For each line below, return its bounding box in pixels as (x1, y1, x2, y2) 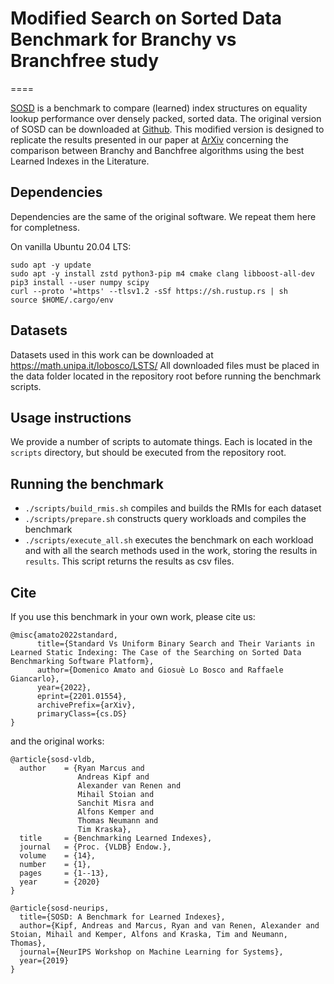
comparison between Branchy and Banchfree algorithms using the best (10, 144, 305, 156)
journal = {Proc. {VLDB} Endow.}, (19, 842, 172, 852)
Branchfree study (10, 50, 160, 72)
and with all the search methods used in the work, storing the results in (24, 545, 318, 557)
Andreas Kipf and (77, 772, 150, 782)
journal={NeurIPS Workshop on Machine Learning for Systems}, (19, 947, 284, 957)
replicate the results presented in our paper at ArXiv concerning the (10, 133, 289, 146)
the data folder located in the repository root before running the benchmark (10, 370, 322, 382)
